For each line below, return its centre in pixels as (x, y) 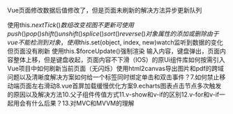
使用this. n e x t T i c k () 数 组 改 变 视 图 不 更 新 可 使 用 (71, 25)
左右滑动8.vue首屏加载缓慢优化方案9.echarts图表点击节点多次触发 (126, 86)
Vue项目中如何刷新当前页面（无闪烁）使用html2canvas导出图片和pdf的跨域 (116, 68)
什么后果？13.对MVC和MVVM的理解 (83, 103)
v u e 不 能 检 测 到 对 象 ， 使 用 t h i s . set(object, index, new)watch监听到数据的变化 (115, 42)
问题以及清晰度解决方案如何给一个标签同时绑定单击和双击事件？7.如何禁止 (113, 77)
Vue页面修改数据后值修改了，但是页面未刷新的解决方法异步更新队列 (105, 10)
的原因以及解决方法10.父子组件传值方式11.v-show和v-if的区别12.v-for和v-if (113, 95)
